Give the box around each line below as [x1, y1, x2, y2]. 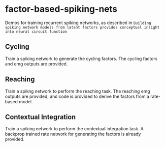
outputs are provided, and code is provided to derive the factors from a [5, 93, 149, 99]
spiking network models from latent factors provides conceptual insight [5, 25, 160, 30]
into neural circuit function [5, 29, 67, 34]
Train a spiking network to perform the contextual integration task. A [5, 126, 144, 132]
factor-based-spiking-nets [5, 3, 118, 15]
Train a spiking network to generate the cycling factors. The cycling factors [5, 56, 158, 61]
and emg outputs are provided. [5, 60, 68, 67]
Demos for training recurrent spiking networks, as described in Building [5, 20, 151, 26]
